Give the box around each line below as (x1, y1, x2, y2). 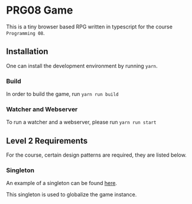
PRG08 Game (6, 4, 73, 17)
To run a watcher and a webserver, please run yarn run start (6, 119, 157, 126)
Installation (6, 47, 48, 57)
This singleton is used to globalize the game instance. (6, 191, 137, 198)
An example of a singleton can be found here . (6, 180, 117, 187)
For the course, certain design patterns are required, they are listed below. (6, 151, 187, 158)
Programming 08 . (6, 29, 45, 36)
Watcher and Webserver (6, 105, 78, 113)
